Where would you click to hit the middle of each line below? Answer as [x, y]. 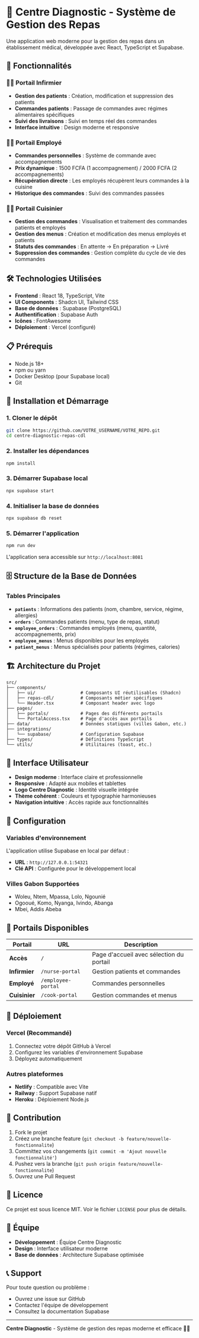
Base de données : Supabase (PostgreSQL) [68, 308]
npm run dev [21, 546]
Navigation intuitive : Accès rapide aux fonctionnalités [82, 802]
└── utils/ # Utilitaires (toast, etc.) [79, 745]
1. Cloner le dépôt [32, 418]
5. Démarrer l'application [43, 533]
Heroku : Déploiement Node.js [52, 1099]
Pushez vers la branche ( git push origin [65, 1163]
